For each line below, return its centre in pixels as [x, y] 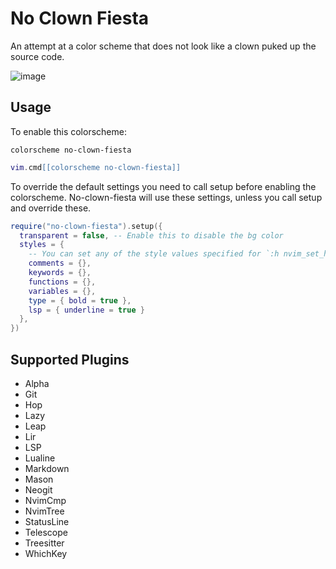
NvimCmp [45, 500]
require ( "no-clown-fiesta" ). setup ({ [86, 226]
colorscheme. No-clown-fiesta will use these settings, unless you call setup [166, 197]
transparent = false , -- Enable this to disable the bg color [151, 235]
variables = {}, [62, 291]
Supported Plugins [70, 359]
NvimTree [44, 511]
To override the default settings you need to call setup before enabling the [163, 186]
